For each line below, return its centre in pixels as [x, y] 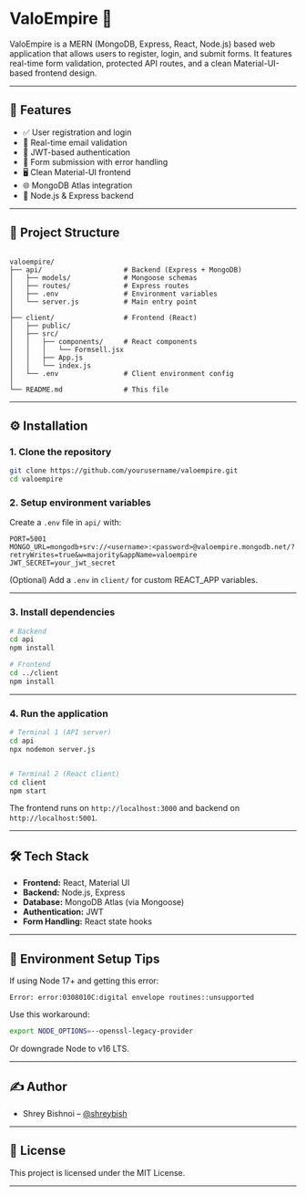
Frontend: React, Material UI [76, 883]
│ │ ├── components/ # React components [103, 341]
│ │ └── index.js [51, 365]
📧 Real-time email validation [75, 142]
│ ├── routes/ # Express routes [99, 286]
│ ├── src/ [34, 333]
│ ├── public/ [40, 326]
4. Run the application [59, 713]
